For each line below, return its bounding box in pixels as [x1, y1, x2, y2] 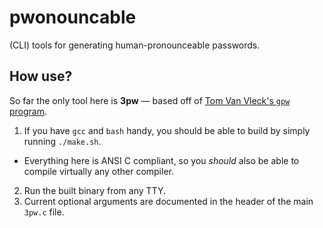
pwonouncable [9, 6, 137, 29]
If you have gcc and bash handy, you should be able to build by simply [23, 124, 311, 136]
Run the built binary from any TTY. [23, 184, 166, 196]
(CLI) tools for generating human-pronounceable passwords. [9, 39, 261, 51]
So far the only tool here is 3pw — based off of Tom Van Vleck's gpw [9, 94, 291, 106]
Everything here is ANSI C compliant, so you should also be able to [23, 154, 300, 166]
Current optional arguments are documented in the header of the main [23, 195, 314, 207]
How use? [9, 68, 73, 85]
